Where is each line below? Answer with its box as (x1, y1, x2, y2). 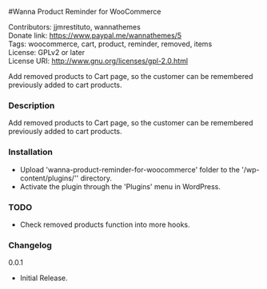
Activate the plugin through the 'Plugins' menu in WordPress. (19, 181, 221, 191)
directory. (80, 173, 112, 183)
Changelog (8, 240, 52, 251)
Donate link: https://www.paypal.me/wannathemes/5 (8, 31, 182, 40)
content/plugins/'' (19, 173, 79, 183)
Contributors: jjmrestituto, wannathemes (8, 22, 141, 31)
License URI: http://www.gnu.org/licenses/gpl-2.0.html (8, 56, 189, 65)
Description (8, 100, 55, 111)
